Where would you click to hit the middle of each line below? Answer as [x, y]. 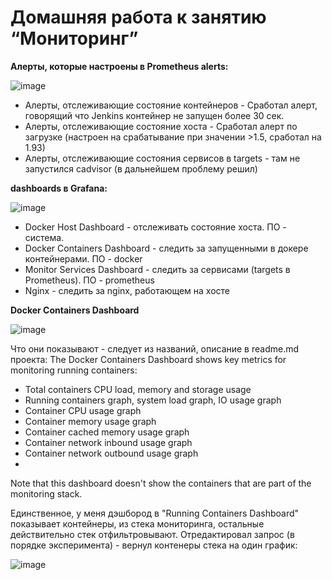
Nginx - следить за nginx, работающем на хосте [127, 290]
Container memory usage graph [90, 421]
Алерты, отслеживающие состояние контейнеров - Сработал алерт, [171, 105]
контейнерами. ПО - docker [83, 258]
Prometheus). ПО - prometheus [89, 280]
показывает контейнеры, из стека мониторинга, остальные [137, 523]
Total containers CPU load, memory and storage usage [138, 389]
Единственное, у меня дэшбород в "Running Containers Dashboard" [155, 513]
